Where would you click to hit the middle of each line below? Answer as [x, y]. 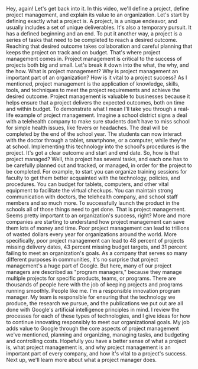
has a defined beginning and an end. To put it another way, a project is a [94, 34]
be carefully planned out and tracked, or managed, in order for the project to [99, 165]
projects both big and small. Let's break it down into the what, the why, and [98, 65]
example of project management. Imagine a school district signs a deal [101, 115]
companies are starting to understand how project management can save [95, 222]
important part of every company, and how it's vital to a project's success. [97, 353]
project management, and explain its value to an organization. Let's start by [98, 15]
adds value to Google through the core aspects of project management [92, 328]
